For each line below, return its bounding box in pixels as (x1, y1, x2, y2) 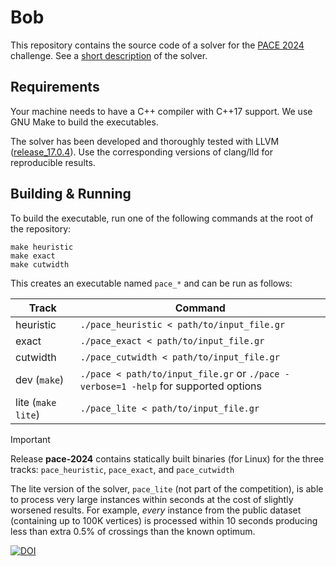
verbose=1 (79, 381, 127, 392)
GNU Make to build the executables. (10, 116, 159, 128)
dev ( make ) (15, 372, 65, 386)
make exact (10, 251, 56, 261)
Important (10, 433, 51, 445)
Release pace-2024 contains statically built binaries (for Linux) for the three (10, 452, 325, 465)
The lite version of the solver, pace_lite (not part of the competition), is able (10, 482, 324, 495)
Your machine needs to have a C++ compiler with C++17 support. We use (10, 105, 313, 117)
